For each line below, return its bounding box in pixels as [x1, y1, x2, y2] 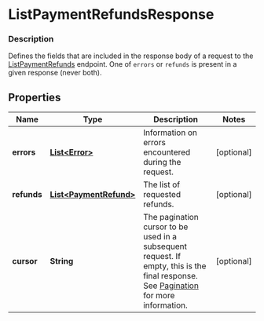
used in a [142, 232, 177, 243]
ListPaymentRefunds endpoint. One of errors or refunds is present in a [8, 60, 237, 69]
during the [142, 157, 181, 168]
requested [142, 189, 181, 200]
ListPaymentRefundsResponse [8, 5, 214, 24]
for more [142, 290, 175, 301]
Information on [142, 127, 198, 138]
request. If [142, 251, 181, 262]
